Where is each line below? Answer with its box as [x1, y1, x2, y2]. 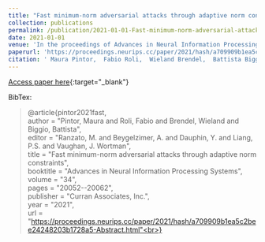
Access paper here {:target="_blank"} [8, 76, 129, 87]
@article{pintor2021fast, [27, 107, 106, 117]
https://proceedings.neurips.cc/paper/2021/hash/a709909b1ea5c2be [31, 216, 256, 225]
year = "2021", [27, 199, 75, 209]
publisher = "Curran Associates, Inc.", [27, 191, 150, 201]
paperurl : [8, 48, 41, 56]
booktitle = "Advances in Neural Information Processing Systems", [27, 166, 243, 176]
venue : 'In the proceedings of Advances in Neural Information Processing [8, 41, 259, 49]
